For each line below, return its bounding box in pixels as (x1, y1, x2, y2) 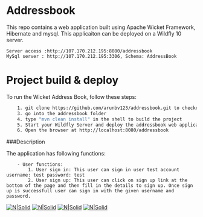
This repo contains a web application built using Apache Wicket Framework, (6, 24, 196, 31)
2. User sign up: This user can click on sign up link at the (28, 177, 188, 184)
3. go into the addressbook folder (17, 110, 107, 116)
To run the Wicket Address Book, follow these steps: (6, 93, 137, 100)
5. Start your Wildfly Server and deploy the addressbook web (17, 122, 177, 128)
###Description (6, 138, 45, 145)
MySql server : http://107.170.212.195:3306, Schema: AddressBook (6, 53, 177, 59)
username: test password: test (6, 172, 85, 178)
